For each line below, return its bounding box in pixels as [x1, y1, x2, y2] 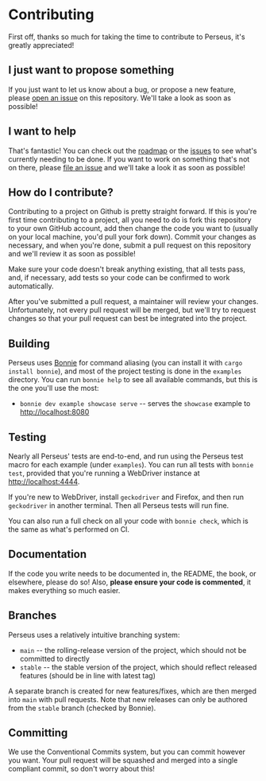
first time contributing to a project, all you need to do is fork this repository [8, 215, 252, 225]
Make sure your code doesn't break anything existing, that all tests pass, [8, 264, 246, 274]
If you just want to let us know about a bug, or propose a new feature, [8, 84, 237, 94]
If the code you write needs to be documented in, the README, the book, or [8, 568, 256, 578]
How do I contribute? [8, 185, 114, 199]
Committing [8, 726, 68, 740]
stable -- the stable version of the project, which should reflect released [19, 662, 257, 672]
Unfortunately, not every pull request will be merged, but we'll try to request [8, 305, 256, 315]
